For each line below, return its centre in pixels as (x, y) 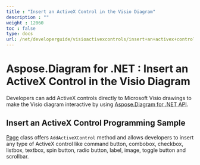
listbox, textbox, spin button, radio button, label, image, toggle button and (96, 150)
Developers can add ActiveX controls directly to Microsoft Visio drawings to (99, 98)
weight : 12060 (25, 23)
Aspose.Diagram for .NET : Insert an (97, 69)
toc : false (21, 28)
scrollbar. (18, 156)
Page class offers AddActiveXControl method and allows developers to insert (100, 137)
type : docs (20, 34)
